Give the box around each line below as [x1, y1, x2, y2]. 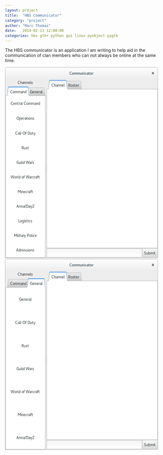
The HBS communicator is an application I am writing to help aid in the [5, 47, 146, 53]
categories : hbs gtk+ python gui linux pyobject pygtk [5, 33, 118, 38]
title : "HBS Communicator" [5, 13, 62, 18]
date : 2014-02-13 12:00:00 [5, 28, 64, 33]
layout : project [5, 8, 38, 13]
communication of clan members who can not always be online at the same [5, 52, 156, 58]
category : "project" [5, 18, 47, 23]
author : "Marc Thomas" [5, 23, 51, 28]
